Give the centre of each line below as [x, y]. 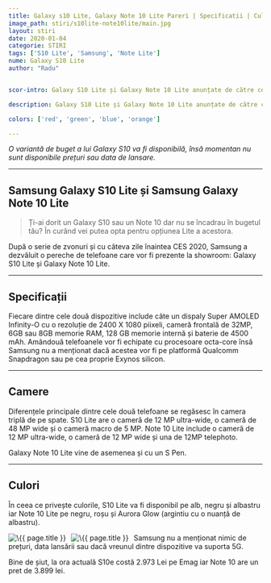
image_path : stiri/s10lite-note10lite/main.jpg [90, 23]
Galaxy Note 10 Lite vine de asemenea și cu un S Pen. [98, 452]
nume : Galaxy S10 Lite [46, 61]
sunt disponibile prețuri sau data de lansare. [82, 157]
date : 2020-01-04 [38, 38]
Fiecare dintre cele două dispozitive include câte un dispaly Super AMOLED [134, 316]
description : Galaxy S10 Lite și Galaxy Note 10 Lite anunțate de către [133, 104]
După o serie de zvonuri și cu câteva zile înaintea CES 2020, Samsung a [128, 247]
